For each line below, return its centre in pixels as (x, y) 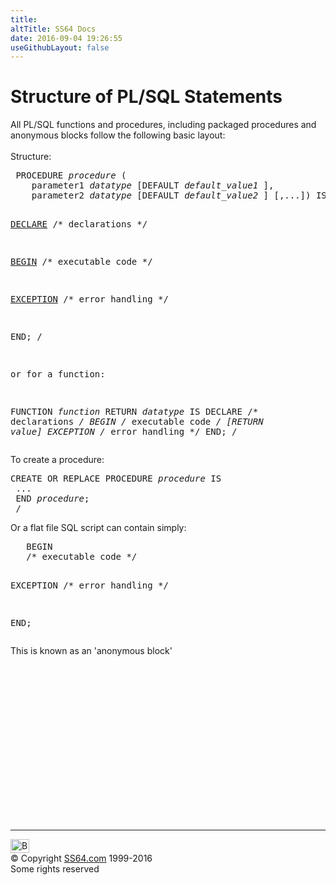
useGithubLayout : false (60, 47)
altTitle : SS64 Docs (53, 29)
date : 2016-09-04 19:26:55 (66, 38)
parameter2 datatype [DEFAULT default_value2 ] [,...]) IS (179, 195)
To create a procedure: (57, 460)
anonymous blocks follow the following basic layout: (118, 135)
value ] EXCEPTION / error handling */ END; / (124, 432)
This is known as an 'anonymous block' (91, 651)
